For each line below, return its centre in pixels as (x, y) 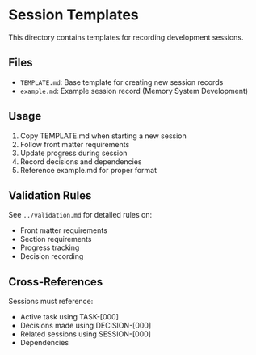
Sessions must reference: (51, 302)
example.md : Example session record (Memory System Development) (134, 91)
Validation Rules (50, 195)
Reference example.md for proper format (88, 170)
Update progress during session (73, 153)
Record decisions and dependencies (81, 161)
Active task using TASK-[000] (69, 317)
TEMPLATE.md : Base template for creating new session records (122, 82)
